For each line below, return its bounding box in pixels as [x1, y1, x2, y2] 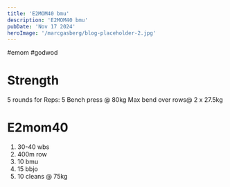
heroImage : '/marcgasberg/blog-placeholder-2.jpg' [7, 29, 157, 37]
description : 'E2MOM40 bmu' [7, 17, 89, 24]
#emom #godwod [7, 48, 58, 57]
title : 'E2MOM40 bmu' [7, 10, 70, 17]
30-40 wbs [17, 143, 50, 151]
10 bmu [17, 157, 39, 166]
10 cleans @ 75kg [17, 172, 68, 181]
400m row [17, 150, 47, 159]
